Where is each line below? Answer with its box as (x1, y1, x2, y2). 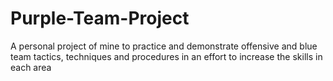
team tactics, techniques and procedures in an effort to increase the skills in (10, 50, 323, 62)
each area (10, 61, 52, 73)
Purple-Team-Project (10, 7, 190, 30)
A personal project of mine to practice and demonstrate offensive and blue (10, 40, 318, 52)
